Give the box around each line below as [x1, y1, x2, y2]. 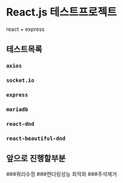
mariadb [6, 106, 29, 113]
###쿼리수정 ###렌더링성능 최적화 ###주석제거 [6, 170, 117, 178]
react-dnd [6, 120, 34, 127]
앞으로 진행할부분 [6, 153, 66, 164]
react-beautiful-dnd [6, 135, 66, 142]
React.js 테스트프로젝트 [6, 5, 117, 19]
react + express [6, 25, 45, 33]
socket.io [6, 77, 34, 84]
